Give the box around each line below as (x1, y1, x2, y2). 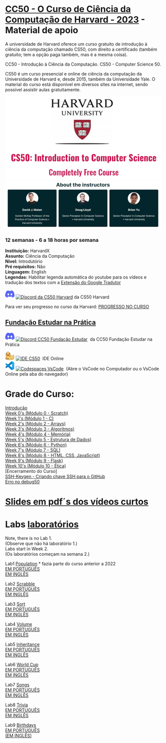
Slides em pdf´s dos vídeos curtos (5, 496, 149, 507)
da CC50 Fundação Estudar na (90, 336, 153, 342)
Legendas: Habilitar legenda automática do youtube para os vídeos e (5, 274, 147, 280)
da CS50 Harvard (74, 294, 110, 300)
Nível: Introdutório (5, 258, 43, 264)
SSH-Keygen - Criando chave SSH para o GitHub (5, 473, 106, 479)
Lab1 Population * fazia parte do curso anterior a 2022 (5, 560, 116, 567)
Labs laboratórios (5, 519, 79, 530)
